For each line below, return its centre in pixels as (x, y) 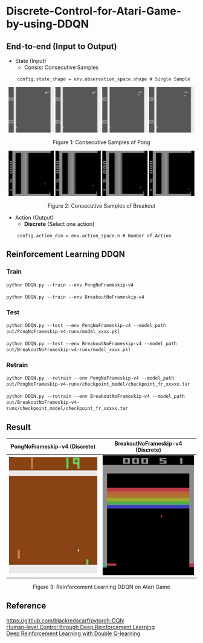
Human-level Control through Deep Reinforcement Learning (81, 627)
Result (19, 427)
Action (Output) (34, 217)
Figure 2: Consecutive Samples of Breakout (101, 206)
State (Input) (31, 61)
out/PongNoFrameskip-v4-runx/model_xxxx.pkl (63, 331)
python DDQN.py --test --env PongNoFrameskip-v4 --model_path (86, 325)
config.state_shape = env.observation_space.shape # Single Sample (104, 79)
